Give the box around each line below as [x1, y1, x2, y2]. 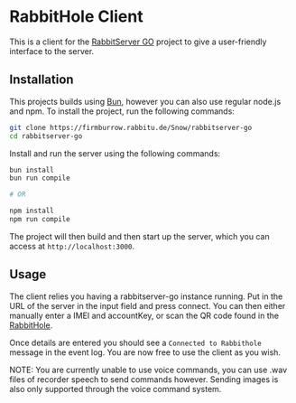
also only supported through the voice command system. [9, 383, 222, 394]
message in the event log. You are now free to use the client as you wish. [9, 346, 282, 358]
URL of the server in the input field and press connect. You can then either [9, 300, 286, 311]
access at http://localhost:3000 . [9, 240, 135, 251]
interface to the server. [9, 45, 95, 56]
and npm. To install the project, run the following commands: [9, 106, 235, 117]
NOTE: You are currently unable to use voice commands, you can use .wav [9, 364, 288, 375]
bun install [9, 165, 54, 174]
